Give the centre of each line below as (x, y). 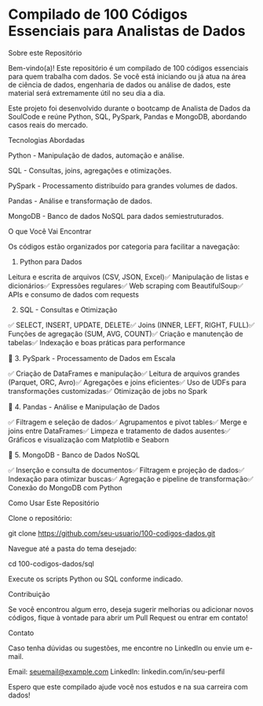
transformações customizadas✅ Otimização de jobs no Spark (108, 391)
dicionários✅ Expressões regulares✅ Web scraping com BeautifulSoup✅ (126, 286)
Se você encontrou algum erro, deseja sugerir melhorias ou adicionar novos (131, 609)
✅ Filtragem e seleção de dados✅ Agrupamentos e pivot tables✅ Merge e (128, 422)
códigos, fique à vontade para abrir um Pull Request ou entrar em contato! (128, 617)
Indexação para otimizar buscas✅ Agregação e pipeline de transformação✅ (131, 479)
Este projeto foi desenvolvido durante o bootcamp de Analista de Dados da (130, 108)
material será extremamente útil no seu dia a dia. (87, 93)
